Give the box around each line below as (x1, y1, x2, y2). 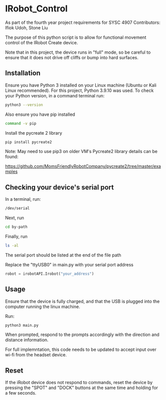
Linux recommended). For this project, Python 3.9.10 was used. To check (5, 87, 154, 93)
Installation (5, 69, 41, 78)
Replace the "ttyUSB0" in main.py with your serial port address (5, 261, 134, 267)
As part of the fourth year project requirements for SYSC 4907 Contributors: (5, 19, 161, 25)
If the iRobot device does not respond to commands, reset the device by (5, 380, 153, 386)
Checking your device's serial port (5, 183, 114, 191)
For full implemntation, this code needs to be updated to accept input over (5, 346, 157, 353)
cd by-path (5, 225, 28, 230)
